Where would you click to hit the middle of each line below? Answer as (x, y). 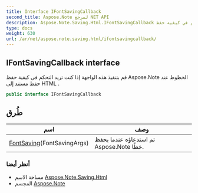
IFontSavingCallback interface (63, 63)
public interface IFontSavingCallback (54, 94)
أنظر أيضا (18, 164)
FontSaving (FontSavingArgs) (49, 143)
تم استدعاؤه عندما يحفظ (125, 139)
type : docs (19, 28)
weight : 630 (21, 34)
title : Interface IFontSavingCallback (54, 12)
